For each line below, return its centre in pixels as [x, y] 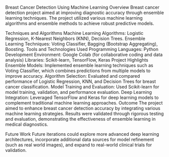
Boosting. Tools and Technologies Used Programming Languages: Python [82, 49]
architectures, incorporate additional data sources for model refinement [80, 139]
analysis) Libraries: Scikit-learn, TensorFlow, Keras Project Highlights [77, 60]
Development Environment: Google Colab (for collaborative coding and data [84, 55]
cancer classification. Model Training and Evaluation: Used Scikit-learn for [82, 87]
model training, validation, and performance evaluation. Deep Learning [79, 92]
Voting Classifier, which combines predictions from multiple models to [78, 71]
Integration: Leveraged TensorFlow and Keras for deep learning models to [82, 97]
